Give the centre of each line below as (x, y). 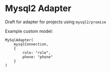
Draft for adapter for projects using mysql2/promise (56, 22)
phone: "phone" (38, 57)
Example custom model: (29, 31)
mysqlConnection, (31, 44)
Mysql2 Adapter (38, 8)
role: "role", (37, 53)
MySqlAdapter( (19, 40)
